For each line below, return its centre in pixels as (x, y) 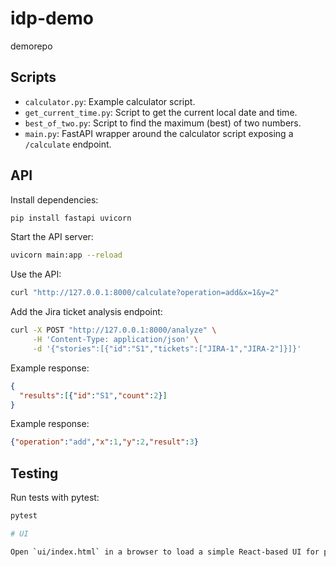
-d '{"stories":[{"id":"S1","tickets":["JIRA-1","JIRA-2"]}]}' (167, 348)
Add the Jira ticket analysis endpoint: (86, 312)
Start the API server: (52, 237)
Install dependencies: (54, 199)
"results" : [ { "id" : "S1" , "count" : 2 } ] (93, 395)
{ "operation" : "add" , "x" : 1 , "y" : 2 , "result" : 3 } (104, 442)
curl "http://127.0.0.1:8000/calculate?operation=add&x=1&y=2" (145, 293)
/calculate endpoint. (68, 144)
